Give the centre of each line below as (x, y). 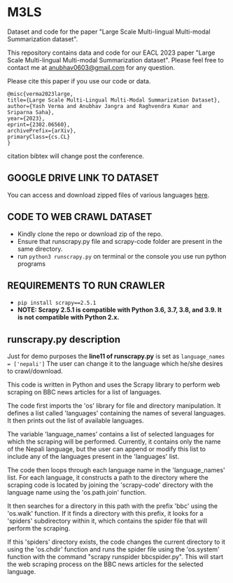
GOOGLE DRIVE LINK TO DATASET (83, 178)
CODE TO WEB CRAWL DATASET (80, 217)
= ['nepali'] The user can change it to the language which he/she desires (115, 364)
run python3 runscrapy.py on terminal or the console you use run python (122, 256)
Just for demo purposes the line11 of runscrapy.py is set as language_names (116, 356)
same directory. (40, 249)
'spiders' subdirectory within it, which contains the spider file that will (107, 521)
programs (31, 263)
